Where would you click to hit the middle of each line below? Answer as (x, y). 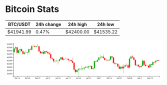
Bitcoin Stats (32, 9)
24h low (105, 24)
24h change (48, 24)
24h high (77, 24)
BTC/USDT (19, 24)
